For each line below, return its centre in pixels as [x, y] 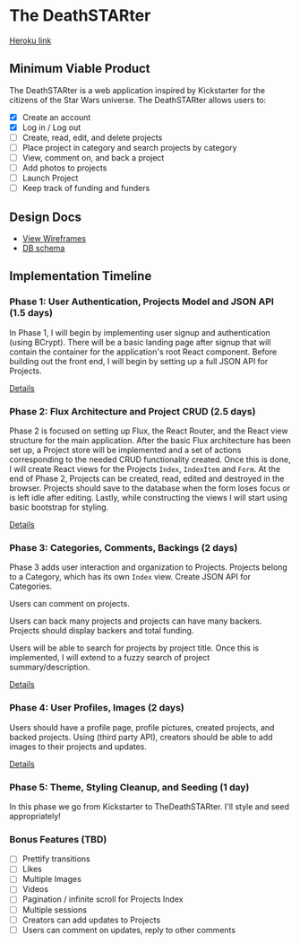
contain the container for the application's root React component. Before [143, 352]
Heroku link [30, 40]
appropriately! [35, 816]
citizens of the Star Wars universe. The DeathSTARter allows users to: [138, 100]
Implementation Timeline [81, 276]
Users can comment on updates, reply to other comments [129, 930]
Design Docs [46, 217]
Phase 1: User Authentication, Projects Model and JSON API [142, 302]
